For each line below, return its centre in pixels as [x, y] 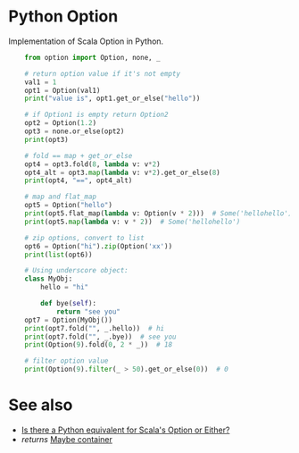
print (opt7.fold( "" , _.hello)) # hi [95, 328]
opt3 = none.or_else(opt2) [75, 131]
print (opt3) [46, 139]
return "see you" [88, 311]
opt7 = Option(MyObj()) [69, 320]
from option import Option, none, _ [93, 57]
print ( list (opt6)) [58, 255]
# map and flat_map [61, 197]
